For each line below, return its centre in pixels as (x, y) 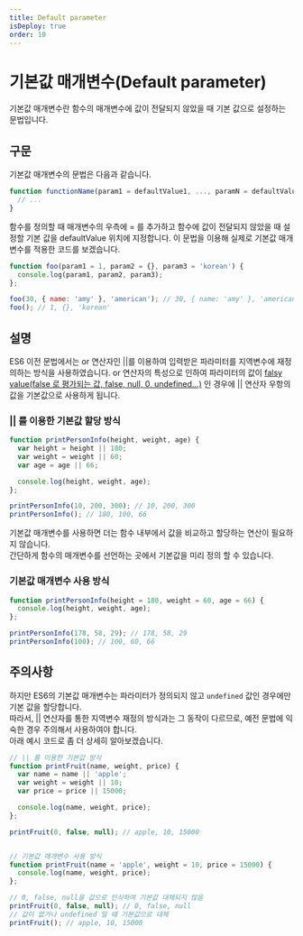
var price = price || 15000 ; (72, 791)
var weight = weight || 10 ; (70, 783)
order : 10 (28, 34)
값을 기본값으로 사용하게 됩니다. (65, 395)
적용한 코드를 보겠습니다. (77, 249)
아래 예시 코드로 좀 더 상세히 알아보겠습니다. (87, 740)
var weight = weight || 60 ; (70, 456)
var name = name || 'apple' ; (72, 775)
